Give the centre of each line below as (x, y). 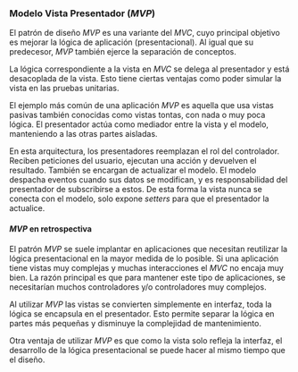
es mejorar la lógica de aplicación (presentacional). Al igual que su (132, 42)
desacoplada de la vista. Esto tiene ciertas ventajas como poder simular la (145, 79)
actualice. (27, 208)
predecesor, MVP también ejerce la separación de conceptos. (123, 52)
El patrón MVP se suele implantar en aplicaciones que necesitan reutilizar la (149, 249)
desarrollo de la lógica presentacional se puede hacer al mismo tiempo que (147, 350)
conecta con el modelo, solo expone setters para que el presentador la (139, 199)
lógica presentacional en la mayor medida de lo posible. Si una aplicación (144, 258)
